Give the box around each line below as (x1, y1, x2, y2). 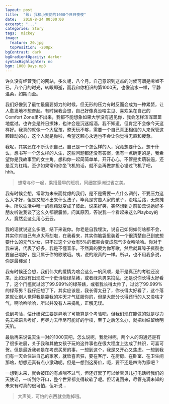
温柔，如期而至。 (5, 91, 41, 97)
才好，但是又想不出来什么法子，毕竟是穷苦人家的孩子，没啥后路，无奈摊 (14, 197, 164, 203)
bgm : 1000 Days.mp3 (5, 64, 46, 69)
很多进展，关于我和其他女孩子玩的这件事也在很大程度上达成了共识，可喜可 (9, 340, 164, 347)
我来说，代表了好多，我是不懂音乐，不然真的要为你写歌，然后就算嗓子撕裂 (5, 245, 159, 251)
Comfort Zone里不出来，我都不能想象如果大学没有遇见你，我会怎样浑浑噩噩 (5, 114, 162, 120)
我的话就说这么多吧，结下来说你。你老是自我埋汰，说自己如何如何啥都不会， (5, 226, 164, 233)
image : (5, 36, 19, 41)
